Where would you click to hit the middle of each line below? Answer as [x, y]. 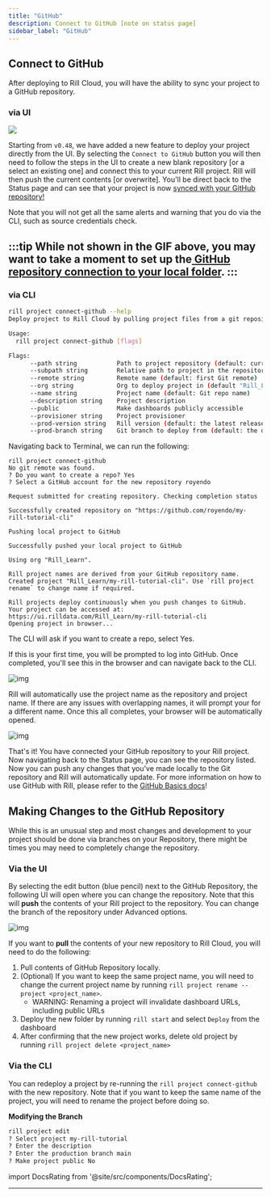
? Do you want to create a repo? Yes [72, 475]
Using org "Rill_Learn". [50, 560]
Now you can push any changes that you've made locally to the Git [119, 769]
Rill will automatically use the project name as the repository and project [128, 694]
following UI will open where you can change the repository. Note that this [131, 895]
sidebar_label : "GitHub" [50, 31]
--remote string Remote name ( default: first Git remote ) [144, 378]
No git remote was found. [52, 468]
